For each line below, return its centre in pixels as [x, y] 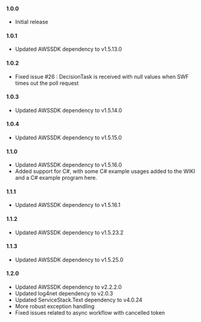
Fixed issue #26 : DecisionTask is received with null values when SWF [102, 76]
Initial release [31, 22]
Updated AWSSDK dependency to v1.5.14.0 [69, 110]
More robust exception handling [55, 306]
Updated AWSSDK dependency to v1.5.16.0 [69, 165]
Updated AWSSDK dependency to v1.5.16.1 [68, 205]
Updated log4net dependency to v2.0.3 [64, 294]
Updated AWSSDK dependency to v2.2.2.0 [68, 287]
